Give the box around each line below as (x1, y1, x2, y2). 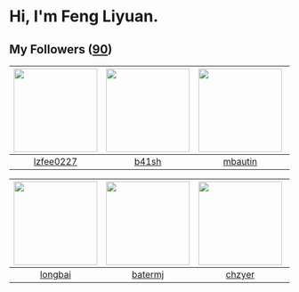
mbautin (222, 156, 258, 167)
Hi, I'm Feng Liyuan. (9, 6, 158, 27)
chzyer (225, 269, 255, 280)
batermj (132, 269, 165, 280)
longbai (39, 269, 71, 280)
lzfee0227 (33, 156, 78, 167)
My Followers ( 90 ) (9, 42, 113, 57)
